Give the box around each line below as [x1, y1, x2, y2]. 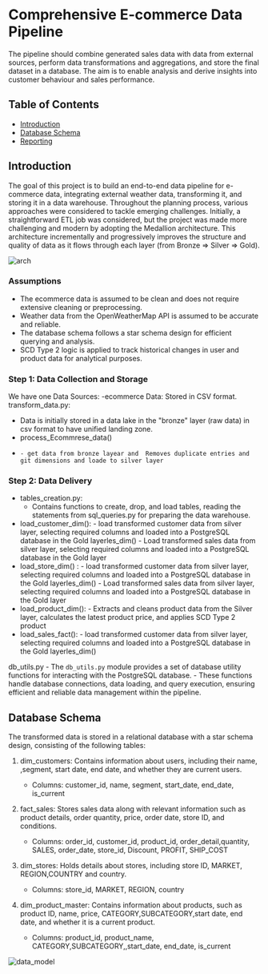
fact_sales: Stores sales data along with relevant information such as [19, 804, 246, 814]
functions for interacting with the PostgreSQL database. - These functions [8, 670, 253, 680]
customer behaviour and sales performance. [8, 74, 155, 84]
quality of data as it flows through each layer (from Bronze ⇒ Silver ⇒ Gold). [8, 240, 260, 250]
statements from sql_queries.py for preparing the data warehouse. [31, 510, 250, 520]
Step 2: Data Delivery [8, 475, 93, 486]
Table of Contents [8, 98, 100, 111]
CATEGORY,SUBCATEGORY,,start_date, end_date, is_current [31, 941, 231, 951]
